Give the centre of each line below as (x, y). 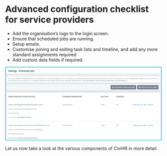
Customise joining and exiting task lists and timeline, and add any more (85, 49)
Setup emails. (26, 44)
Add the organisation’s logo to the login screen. (61, 33)
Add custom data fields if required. (48, 60)
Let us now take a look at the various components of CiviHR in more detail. (82, 148)
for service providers (49, 20)
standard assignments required (44, 54)
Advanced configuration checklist (77, 9)
